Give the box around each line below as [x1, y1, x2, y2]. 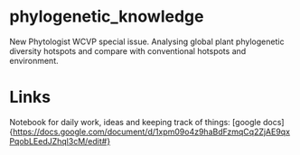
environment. [9, 55, 59, 66]
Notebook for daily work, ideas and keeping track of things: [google [9, 116, 262, 127]
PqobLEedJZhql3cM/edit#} [9, 135, 111, 146]
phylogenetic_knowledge [9, 6, 204, 27]
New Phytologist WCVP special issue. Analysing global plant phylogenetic [9, 36, 285, 47]
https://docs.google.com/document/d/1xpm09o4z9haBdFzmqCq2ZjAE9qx [12, 126, 291, 137]
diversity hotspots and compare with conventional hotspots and [9, 45, 247, 56]
